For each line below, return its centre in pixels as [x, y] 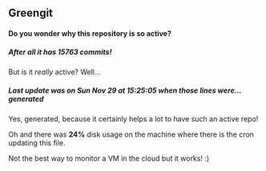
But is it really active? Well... [54, 72]
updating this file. [37, 142]
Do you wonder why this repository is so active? [90, 33]
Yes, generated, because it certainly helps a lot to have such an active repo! [133, 118]
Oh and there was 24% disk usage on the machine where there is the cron [131, 134]
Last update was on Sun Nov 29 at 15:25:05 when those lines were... [125, 90]
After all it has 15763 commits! [60, 52]
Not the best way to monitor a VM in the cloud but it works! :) [109, 158]
